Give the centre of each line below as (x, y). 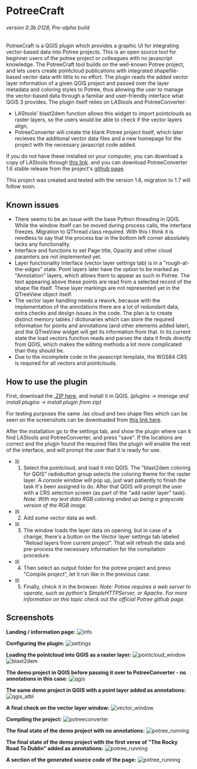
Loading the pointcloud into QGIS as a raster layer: (69, 655)
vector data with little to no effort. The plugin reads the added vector (106, 77)
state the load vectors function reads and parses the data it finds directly (103, 338)
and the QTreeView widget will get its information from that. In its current (103, 332)
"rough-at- (176, 263)
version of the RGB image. (55, 506)
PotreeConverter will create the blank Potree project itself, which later (99, 132)
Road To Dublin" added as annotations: (55, 748)
